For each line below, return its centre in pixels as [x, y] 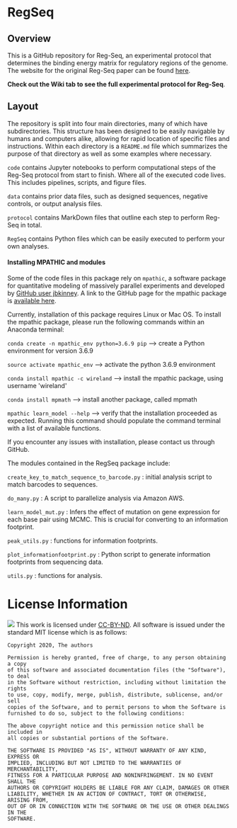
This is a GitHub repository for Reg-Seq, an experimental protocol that [109, 55]
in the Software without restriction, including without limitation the [117, 682]
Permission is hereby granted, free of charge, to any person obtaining [117, 657]
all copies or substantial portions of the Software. [88, 738]
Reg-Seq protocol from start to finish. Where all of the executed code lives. [117, 175]
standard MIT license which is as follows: [67, 632]
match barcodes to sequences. [53, 484]
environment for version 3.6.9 [51, 351]
